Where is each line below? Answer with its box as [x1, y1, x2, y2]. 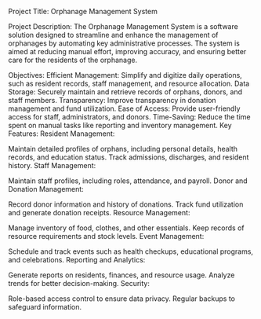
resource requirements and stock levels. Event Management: [8, 232, 205, 240]
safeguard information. [8, 302, 82, 311]
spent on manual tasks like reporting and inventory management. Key [8, 121, 233, 130]
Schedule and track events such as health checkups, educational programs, [8, 247, 253, 256]
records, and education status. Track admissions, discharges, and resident [8, 152, 249, 162]
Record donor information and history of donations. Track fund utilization [8, 200, 244, 209]
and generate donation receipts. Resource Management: [8, 208, 190, 217]
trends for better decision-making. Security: [8, 279, 150, 288]
